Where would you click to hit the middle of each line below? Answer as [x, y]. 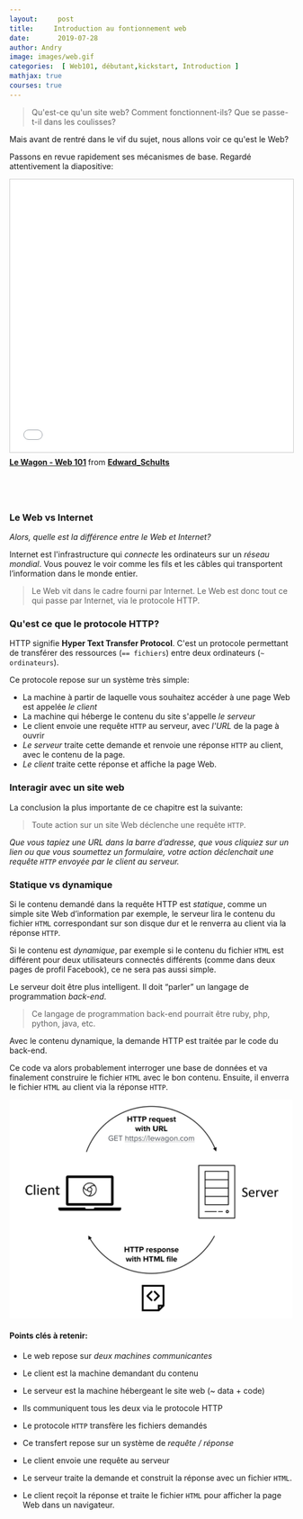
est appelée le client [59, 707]
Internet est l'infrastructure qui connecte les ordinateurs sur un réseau [139, 554]
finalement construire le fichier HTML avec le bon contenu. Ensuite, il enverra [149, 1078]
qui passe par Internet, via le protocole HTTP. [116, 601]
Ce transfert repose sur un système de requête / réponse [128, 1443]
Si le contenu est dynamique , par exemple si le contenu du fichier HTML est [147, 950]
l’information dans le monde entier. [74, 574]
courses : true [36, 85]
